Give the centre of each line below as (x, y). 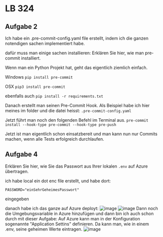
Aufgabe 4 (21, 154)
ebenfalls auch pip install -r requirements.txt (54, 96)
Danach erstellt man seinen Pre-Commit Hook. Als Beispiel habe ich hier (77, 105)
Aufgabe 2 (21, 27)
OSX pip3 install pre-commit (35, 86)
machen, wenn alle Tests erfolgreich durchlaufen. (55, 139)
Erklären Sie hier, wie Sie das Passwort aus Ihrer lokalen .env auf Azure (77, 166)
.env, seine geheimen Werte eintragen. (44, 229)
